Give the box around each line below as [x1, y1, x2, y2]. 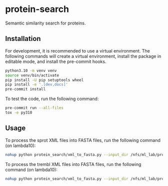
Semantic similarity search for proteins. [5, 20, 86, 26]
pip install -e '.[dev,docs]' [5, 82, 68, 87]
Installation [5, 34, 41, 43]
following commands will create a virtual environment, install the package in [5, 53, 161, 59]
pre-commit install [5, 86, 46, 92]
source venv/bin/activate [5, 72, 59, 78]
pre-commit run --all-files [5, 105, 64, 110]
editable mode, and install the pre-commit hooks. [5, 58, 106, 64]
